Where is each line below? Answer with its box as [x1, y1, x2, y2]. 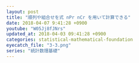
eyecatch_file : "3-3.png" [6, 43, 71, 49]
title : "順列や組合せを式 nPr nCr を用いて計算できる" [6, 14, 131, 20]
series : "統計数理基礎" [6, 48, 60, 54]
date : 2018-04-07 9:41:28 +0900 [6, 20, 87, 26]
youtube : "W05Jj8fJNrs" [6, 25, 66, 32]
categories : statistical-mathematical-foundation [6, 37, 134, 43]
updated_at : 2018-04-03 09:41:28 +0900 [6, 31, 107, 37]
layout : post [6, 8, 39, 15]
